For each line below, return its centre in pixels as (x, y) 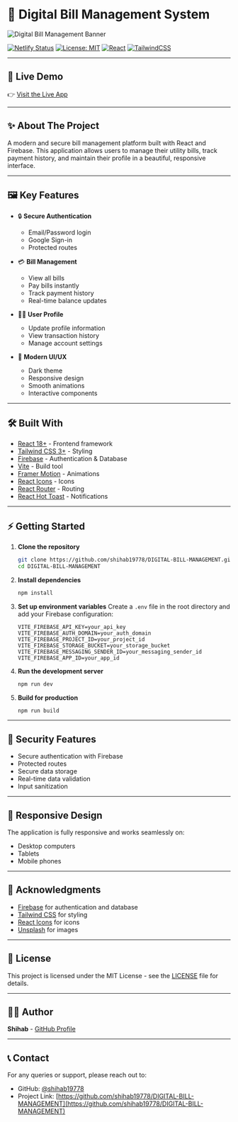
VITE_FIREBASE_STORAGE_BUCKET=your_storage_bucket (94, 645)
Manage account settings (65, 344)
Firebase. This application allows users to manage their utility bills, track (112, 150)
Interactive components (63, 393)
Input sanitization (43, 786)
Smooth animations (56, 386)
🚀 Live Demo (35, 77)
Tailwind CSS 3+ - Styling (55, 451)
